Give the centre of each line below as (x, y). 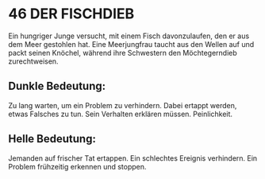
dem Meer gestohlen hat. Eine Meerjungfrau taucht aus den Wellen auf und (131, 44)
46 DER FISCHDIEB (71, 14)
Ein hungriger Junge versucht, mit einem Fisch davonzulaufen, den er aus (129, 36)
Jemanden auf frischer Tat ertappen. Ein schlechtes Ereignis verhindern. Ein (133, 158)
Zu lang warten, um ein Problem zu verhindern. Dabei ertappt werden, (123, 105)
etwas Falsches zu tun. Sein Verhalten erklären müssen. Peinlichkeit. (120, 114)
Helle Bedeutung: (52, 139)
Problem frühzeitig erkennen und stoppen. (77, 166)
